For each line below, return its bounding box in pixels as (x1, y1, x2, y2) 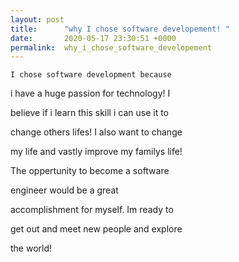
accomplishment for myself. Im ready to (10, 204, 174, 216)
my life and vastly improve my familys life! (10, 146, 183, 158)
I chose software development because (10, 70, 172, 80)
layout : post (10, 14, 65, 25)
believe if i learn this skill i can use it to (10, 107, 169, 119)
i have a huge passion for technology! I (10, 87, 171, 100)
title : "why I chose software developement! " (10, 24, 230, 34)
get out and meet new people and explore (10, 223, 183, 235)
